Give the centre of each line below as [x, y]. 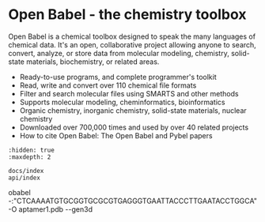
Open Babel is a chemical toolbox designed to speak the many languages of [132, 36]
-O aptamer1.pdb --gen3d [51, 209]
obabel [20, 192]
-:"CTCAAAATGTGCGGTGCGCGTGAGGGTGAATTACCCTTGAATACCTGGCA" [133, 201]
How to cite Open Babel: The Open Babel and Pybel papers [116, 135]
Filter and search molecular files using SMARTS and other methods [129, 93]
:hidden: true [32, 150]
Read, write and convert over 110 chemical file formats [108, 85]
